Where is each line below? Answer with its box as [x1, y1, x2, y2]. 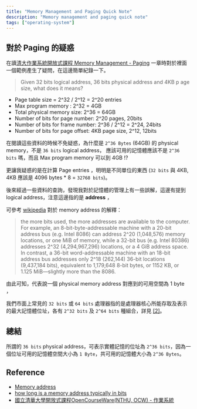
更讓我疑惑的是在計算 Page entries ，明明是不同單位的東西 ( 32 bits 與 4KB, [6, 167, 189, 174]
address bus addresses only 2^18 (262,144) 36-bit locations [20, 256, 165, 263]
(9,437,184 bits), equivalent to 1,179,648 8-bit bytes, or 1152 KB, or [20, 262, 179, 269]
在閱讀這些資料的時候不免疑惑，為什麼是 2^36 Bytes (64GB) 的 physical [6, 139, 179, 147]
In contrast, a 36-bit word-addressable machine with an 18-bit [20, 249, 171, 256]
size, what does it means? [20, 85, 83, 92]
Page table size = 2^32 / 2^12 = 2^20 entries [14, 96, 122, 103]
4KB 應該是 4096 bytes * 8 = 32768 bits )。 [6, 174, 111, 181]
